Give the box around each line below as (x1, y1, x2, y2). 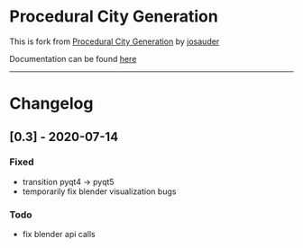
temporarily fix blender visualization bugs (22, 186, 177, 197)
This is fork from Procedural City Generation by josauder (9, 36, 220, 47)
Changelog (9, 93, 94, 114)
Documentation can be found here (9, 53, 137, 64)
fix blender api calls (22, 229, 96, 240)
